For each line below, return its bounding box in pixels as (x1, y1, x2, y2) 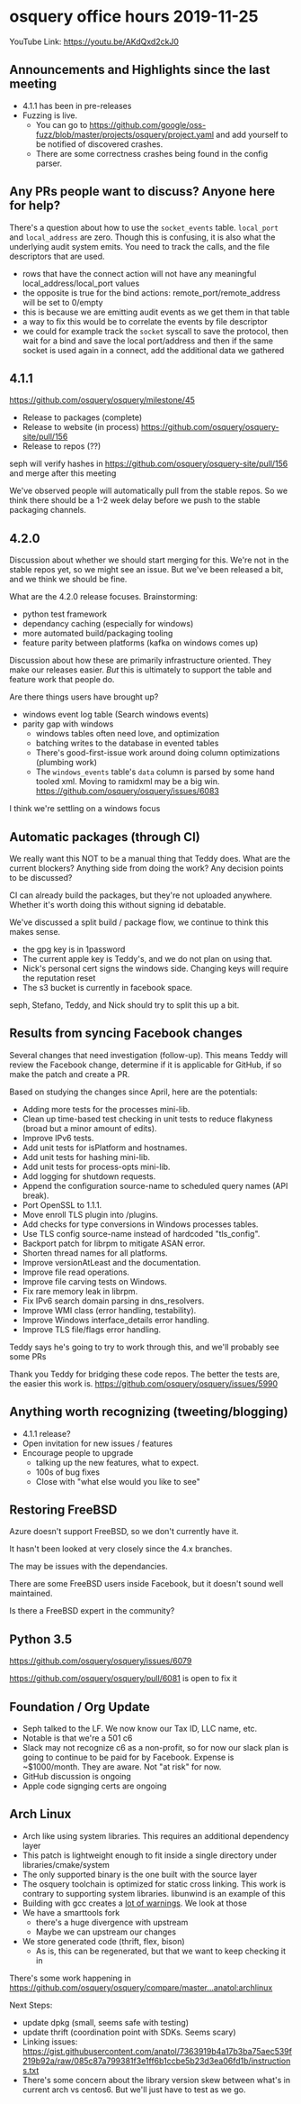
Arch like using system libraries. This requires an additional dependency (22, 1830, 289, 1841)
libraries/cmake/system (22, 1859, 110, 1870)
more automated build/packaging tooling (22, 628, 173, 639)
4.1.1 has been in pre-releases (22, 100, 132, 111)
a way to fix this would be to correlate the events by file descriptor (22, 316, 268, 326)
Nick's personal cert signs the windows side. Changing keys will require (22, 963, 289, 974)
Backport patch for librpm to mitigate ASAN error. (22, 1238, 206, 1249)
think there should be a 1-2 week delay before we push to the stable (9, 495, 261, 506)
